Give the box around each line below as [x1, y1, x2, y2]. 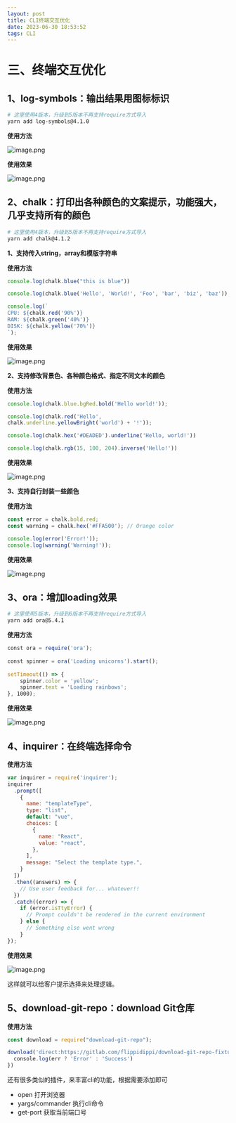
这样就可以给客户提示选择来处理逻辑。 [7, 980, 118, 988]
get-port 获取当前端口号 [17, 1108, 87, 1116]
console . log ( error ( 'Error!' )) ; [7, 535, 99, 542]
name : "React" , [38, 833, 83, 840]
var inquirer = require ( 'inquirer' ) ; [7, 774, 118, 781]
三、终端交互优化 [7, 63, 107, 78]
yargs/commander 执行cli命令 [17, 1099, 104, 1108]
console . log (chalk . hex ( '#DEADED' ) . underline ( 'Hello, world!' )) [7, 432, 197, 439]
